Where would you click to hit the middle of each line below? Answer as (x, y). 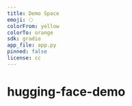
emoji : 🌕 (20, 20)
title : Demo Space (33, 13)
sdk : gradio (24, 39)
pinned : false (27, 52)
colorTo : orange (30, 32)
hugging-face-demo (66, 91)
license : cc (24, 58)
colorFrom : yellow (33, 26)
